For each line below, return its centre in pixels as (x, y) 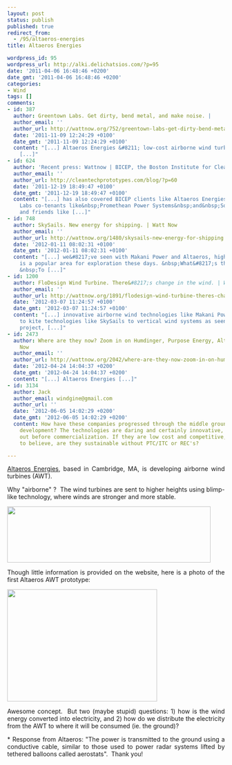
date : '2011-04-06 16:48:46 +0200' (58, 71)
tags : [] (20, 97)
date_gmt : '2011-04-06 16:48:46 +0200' (65, 77)
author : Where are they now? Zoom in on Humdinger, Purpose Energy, (114, 340)
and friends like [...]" (55, 212)
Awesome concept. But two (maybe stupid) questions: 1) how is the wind (116, 711)
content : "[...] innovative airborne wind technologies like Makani (114, 315)
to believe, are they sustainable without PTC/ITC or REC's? (109, 443)
